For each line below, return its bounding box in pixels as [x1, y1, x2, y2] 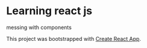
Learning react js [6, 4, 92, 18]
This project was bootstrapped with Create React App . [6, 35, 142, 42]
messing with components [6, 24, 72, 31]
